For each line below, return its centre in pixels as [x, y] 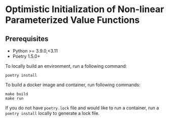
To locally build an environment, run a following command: [66, 66]
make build [17, 94]
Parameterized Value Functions [73, 20]
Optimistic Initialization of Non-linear [85, 9]
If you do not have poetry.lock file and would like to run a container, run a [82, 108]
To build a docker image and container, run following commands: [73, 85]
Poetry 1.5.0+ [26, 56]
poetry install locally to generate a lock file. [52, 113]
